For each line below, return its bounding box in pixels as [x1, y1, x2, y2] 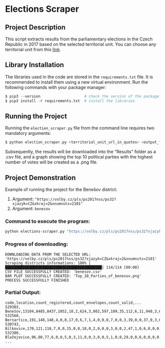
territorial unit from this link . [5, 47, 61, 52]
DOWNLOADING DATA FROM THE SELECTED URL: [5, 252, 91, 257]
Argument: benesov [12, 206, 51, 212]
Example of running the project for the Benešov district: [5, 187, 117, 192]
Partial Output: [5, 289, 41, 296]
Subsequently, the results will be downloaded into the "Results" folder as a [5, 149, 156, 155]
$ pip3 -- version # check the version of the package [5, 94, 160, 99]
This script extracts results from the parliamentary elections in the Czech [5, 36, 153, 42]
